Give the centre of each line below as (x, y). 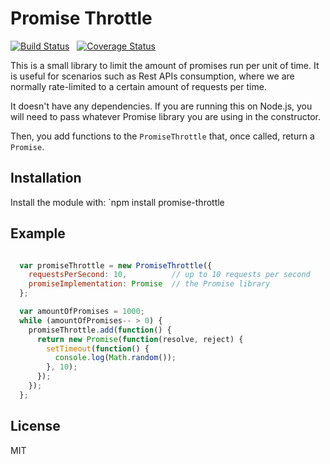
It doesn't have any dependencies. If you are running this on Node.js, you (161, 106)
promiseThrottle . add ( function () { (100, 330)
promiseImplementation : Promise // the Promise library (149, 284)
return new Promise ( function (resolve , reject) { (140, 339)
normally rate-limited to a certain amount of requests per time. (138, 86)
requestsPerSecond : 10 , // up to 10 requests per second (169, 275)
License (35, 426)
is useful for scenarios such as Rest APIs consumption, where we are (152, 76)
